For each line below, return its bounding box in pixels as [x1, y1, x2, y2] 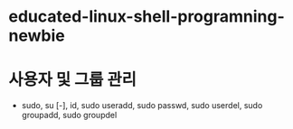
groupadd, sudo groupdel [21, 110, 118, 121]
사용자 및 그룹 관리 [8, 69, 137, 90]
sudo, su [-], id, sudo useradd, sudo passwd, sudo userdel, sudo [21, 100, 263, 111]
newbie [8, 25, 65, 46]
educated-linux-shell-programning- [8, 6, 286, 27]
